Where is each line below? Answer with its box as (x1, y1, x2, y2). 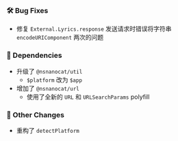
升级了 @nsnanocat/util (16, 67, 83, 75)
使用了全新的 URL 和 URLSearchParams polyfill (26, 93, 150, 101)
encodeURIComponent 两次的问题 (16, 33, 104, 42)
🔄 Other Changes (6, 110, 64, 119)
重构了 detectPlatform (16, 126, 79, 134)
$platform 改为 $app (26, 76, 83, 84)
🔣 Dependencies (6, 50, 62, 60)
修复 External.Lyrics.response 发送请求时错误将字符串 (16, 25, 172, 33)
